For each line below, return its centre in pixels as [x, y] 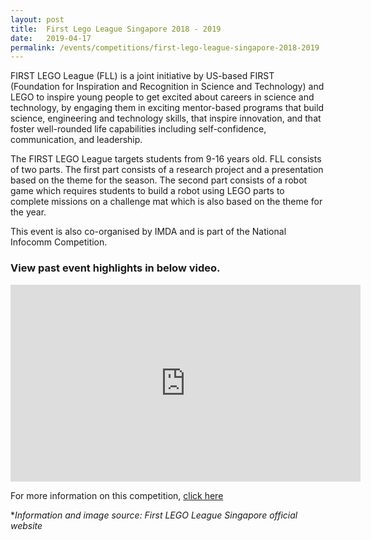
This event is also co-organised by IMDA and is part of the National [148, 232]
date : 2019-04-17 [51, 38]
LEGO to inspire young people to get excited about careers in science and [162, 97]
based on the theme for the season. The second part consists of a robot [159, 180]
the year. [28, 212]
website [26, 525]
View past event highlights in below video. [115, 268]
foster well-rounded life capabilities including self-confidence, [138, 129]
